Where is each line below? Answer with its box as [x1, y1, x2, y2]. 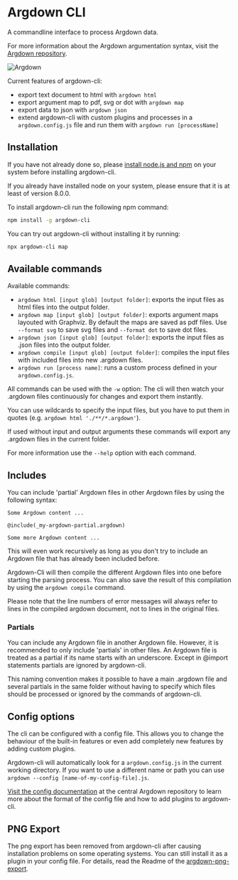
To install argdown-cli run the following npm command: [7, 203, 169, 211]
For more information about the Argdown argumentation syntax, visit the [7, 41, 219, 50]
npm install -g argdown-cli [7, 216, 91, 224]
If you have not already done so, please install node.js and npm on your [7, 160, 217, 168]
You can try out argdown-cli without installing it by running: [7, 229, 181, 238]
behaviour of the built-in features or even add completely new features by [7, 737, 224, 746]
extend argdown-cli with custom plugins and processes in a [17, 113, 193, 122]
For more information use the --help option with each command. [7, 449, 197, 457]
